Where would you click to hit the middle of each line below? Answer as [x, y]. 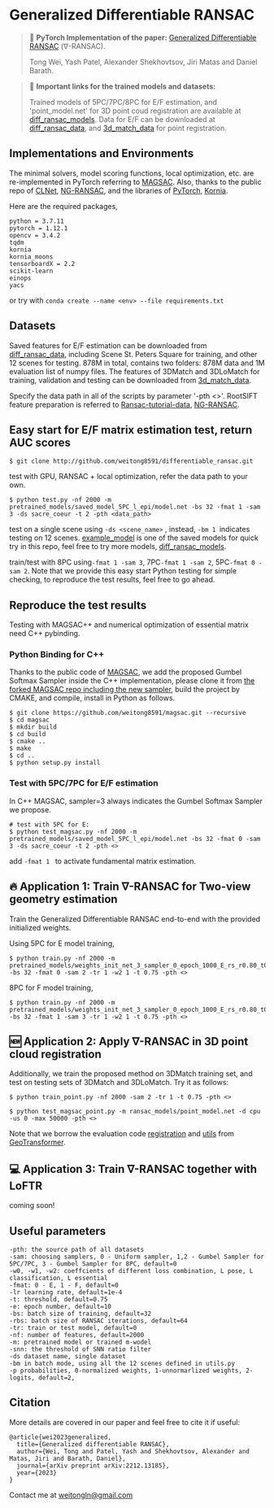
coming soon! [32, 1205]
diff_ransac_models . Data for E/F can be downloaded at [122, 119]
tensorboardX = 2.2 [42, 264]
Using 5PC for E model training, [62, 943]
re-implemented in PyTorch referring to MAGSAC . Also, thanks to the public [136, 181]
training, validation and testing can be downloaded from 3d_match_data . [130, 380]
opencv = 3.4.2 [35, 235]
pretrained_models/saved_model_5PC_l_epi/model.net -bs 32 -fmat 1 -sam [135, 507]
